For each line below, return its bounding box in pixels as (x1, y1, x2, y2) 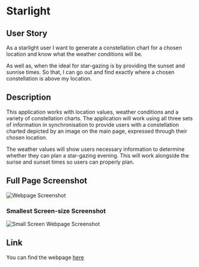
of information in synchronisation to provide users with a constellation (6, 121, 179, 128)
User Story (6, 28, 47, 38)
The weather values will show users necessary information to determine (6, 146, 185, 153)
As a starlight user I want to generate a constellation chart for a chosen (6, 44, 182, 51)
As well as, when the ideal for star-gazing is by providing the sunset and (6, 62, 185, 69)
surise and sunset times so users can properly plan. (6, 158, 135, 165)
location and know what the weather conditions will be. (6, 51, 143, 58)
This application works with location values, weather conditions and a (6, 108, 179, 115)
